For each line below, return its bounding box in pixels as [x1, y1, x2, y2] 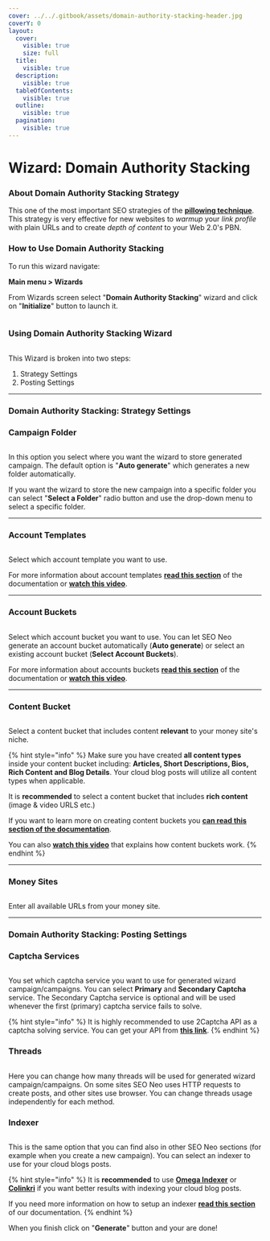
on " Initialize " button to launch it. [8, 301, 119, 311]
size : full [22, 49, 59, 57]
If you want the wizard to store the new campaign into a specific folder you [8, 484, 256, 495]
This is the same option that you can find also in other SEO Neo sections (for [8, 1142, 262, 1152]
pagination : [15, 117, 56, 125]
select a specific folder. [8, 502, 86, 512]
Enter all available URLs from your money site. [8, 901, 161, 911]
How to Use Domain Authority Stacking [8, 243, 165, 254]
